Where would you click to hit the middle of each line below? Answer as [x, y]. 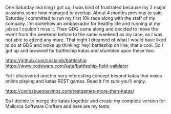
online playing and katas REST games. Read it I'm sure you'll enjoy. [76, 81]
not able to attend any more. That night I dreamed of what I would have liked [86, 40]
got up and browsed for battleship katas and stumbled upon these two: [80, 51]
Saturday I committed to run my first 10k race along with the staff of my [80, 18]
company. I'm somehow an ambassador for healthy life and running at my [83, 23]
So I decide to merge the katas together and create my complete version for [85, 101]
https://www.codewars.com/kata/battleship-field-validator [67, 66]
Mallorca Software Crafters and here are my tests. [58, 106]
